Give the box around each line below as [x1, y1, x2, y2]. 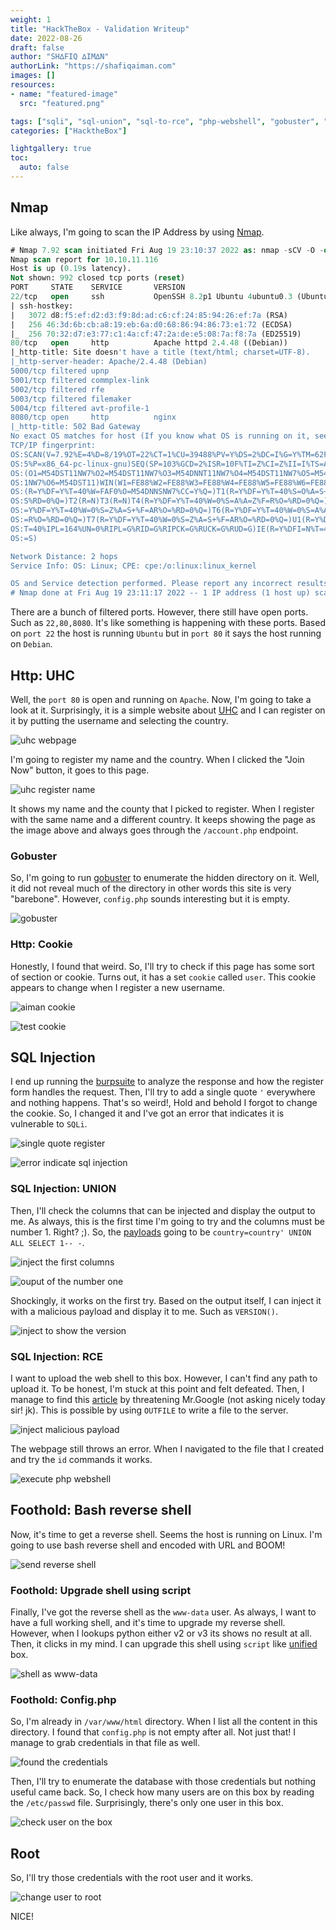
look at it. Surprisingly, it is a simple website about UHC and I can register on [10, 704, 326, 716]
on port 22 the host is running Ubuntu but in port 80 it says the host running [10, 627, 322, 640]
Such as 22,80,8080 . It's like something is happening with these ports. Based [10, 617, 326, 629]
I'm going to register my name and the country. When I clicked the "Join [10, 754, 305, 765]
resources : [10, 80, 56, 90]
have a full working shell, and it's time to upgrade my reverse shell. [10, 1617, 286, 1629]
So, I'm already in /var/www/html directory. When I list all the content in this [10, 1716, 318, 1728]
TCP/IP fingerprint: [10, 441, 97, 451]
